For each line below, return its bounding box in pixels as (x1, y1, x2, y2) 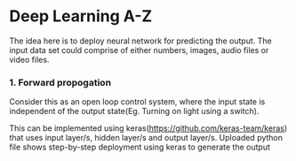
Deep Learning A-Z (9, 6, 153, 27)
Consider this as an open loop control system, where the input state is (9, 96, 266, 107)
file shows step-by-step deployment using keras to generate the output (9, 142, 271, 152)
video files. (9, 54, 50, 65)
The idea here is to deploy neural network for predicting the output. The (9, 35, 273, 46)
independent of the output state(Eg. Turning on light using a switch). (9, 106, 260, 117)
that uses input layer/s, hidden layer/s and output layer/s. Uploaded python (9, 133, 283, 143)
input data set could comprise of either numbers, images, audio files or (9, 44, 269, 55)
